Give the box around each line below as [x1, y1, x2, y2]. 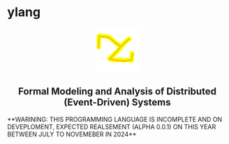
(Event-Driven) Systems [64, 96, 171, 108]
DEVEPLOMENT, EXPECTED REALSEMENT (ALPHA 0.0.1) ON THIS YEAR [7, 122, 216, 131]
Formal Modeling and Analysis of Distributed [18, 85, 216, 98]
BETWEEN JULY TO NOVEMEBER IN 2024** [7, 130, 137, 138]
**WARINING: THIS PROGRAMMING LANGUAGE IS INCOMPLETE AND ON [7, 115, 223, 123]
